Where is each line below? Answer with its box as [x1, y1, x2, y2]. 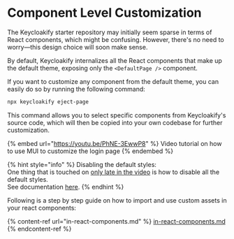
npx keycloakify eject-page [7, 98, 89, 106]
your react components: [7, 203, 77, 212]
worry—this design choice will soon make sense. [7, 43, 148, 51]
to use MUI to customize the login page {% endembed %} [7, 147, 174, 155]
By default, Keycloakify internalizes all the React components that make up [7, 56, 222, 64]
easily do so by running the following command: [7, 85, 145, 93]
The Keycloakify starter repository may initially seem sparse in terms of [7, 28, 212, 36]
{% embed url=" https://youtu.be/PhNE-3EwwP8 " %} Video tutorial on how [7, 139, 222, 147]
